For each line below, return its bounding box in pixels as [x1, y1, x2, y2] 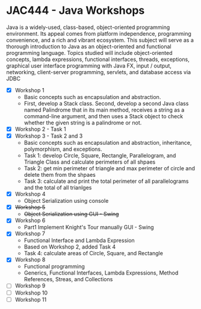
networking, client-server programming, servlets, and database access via [6, 68, 191, 75]
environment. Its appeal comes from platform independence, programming [6, 30, 191, 37]
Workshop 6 [14, 217, 46, 224]
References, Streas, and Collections [23, 276, 113, 283]
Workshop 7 [14, 230, 45, 237]
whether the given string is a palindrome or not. [23, 119, 142, 126]
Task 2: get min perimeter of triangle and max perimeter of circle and [23, 165, 196, 172]
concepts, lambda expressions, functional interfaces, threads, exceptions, [6, 56, 190, 63]
